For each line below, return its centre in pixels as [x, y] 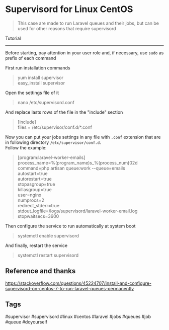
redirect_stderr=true [38, 205]
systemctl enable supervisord [48, 235]
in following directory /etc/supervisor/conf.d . [53, 142]
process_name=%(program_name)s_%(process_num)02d [77, 162]
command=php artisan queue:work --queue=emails [71, 168]
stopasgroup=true [36, 184]
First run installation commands [38, 68]
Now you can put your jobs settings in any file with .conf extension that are [83, 137]
